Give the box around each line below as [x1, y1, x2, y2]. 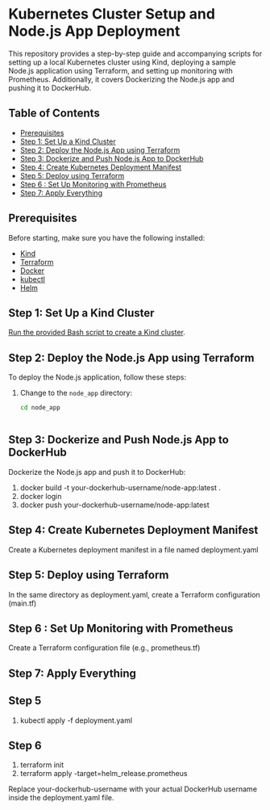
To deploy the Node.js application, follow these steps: [8, 372, 187, 382]
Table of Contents [8, 107, 101, 120]
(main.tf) [8, 598, 37, 608]
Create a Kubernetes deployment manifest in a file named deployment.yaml [8, 544, 259, 554]
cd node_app [19, 404, 60, 412]
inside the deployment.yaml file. [8, 793, 114, 803]
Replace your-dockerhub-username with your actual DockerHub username [8, 784, 258, 794]
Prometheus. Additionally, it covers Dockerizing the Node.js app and [8, 74, 235, 84]
